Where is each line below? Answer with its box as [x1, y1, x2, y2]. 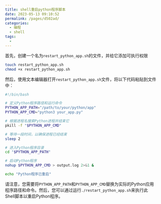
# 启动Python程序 [5, 158, 37, 163]
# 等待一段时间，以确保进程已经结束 [5, 132, 67, 136]
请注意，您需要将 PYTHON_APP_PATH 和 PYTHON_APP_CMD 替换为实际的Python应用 [5, 181, 154, 187]
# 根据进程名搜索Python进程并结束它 [5, 119, 69, 123]
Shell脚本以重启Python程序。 [5, 193, 63, 199]
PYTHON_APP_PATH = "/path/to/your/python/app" [5, 105, 96, 110]
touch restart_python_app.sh [5, 62, 64, 67]
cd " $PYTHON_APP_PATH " [5, 150, 51, 154]
